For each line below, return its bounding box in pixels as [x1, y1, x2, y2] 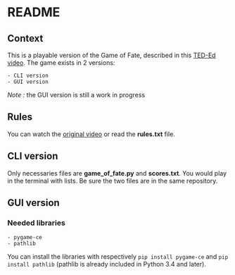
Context [7, 32, 44, 44]
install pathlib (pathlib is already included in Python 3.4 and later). [7, 260, 206, 269]
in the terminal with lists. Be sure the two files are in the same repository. [7, 176, 218, 185]
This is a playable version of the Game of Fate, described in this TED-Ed [7, 51, 216, 59]
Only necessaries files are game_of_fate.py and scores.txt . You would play [7, 169, 227, 177]
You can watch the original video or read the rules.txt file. [7, 130, 176, 138]
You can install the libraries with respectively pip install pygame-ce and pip [7, 252, 229, 261]
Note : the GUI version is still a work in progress [7, 91, 146, 99]
